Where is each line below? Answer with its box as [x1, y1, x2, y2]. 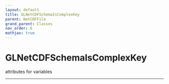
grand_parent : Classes [5, 21, 53, 26]
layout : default [5, 7, 39, 12]
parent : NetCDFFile [5, 16, 46, 21]
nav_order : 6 [5, 26, 33, 31]
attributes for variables [5, 68, 52, 74]
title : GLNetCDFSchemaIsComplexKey [5, 12, 80, 17]
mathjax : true [5, 30, 35, 35]
